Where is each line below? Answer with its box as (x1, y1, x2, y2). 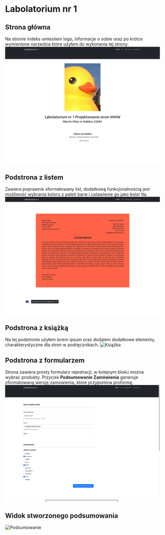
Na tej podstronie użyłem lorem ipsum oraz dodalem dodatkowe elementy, (5, 337, 156, 343)
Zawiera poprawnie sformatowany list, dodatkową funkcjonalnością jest (5, 186, 150, 192)
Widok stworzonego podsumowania (5, 511, 118, 520)
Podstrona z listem (5, 173, 64, 181)
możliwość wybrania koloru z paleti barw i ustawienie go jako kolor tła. (5, 191, 148, 197)
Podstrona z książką (5, 324, 69, 332)
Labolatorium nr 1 (5, 3, 78, 15)
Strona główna (5, 23, 51, 31)
